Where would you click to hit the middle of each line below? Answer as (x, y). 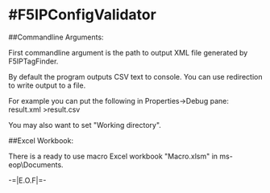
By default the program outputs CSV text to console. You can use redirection (135, 76)
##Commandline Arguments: (56, 37)
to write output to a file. (47, 85)
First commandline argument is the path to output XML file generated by (128, 52)
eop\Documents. (36, 164)
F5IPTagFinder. (33, 61)
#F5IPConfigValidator (83, 15)
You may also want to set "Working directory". (85, 125)
